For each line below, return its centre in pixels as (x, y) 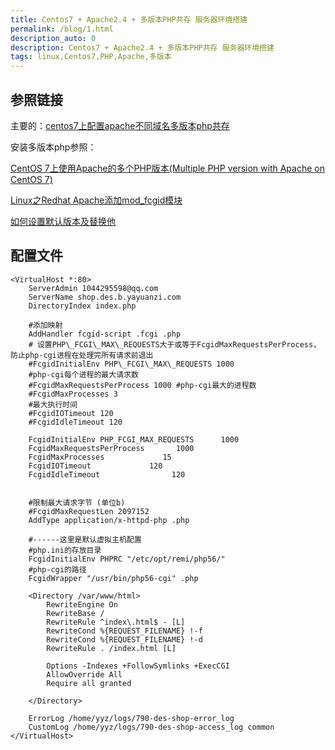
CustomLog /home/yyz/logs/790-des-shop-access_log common (151, 727)
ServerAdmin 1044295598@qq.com (93, 288)
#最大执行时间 (53, 404)
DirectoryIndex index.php (82, 306)
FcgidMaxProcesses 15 (100, 457)
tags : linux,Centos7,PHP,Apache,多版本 (91, 57)
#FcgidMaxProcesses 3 (73, 394)
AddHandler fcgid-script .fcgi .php (105, 334)
